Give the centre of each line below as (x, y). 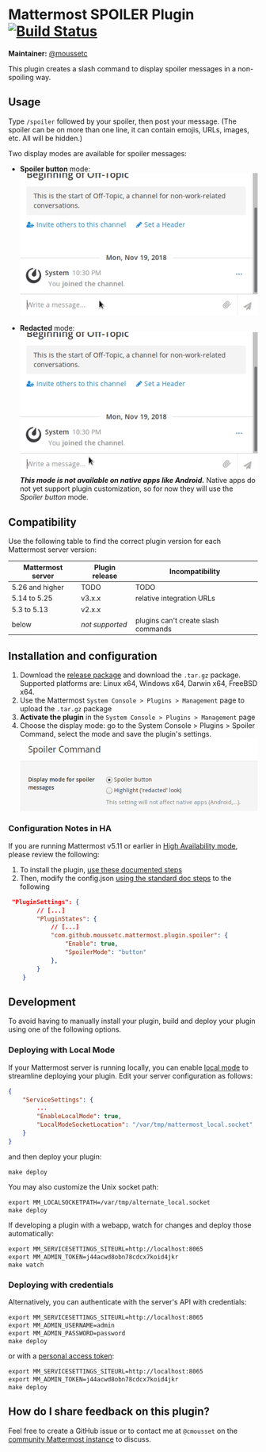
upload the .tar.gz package (66, 709)
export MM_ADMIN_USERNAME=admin (61, 1326)
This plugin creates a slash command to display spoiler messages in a (122, 68)
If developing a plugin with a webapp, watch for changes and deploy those (130, 1225)
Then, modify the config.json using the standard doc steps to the (125, 878)
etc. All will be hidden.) (46, 138)
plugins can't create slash (177, 620)
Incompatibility (195, 572)
